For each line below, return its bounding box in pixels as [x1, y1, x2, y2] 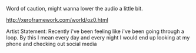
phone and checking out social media [6, 41, 97, 47]
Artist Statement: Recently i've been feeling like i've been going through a [6, 28, 184, 35]
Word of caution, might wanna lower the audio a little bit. [6, 5, 143, 12]
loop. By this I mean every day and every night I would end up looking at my [6, 34, 190, 41]
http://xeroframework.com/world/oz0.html [6, 16, 109, 23]
